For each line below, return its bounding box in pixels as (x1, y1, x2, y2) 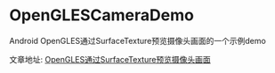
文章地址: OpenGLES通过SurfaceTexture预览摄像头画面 (9, 54, 211, 64)
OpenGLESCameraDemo (9, 5, 194, 26)
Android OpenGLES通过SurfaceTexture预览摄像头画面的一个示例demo (9, 35, 267, 46)
